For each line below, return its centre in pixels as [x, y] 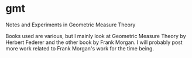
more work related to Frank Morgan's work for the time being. [80, 48]
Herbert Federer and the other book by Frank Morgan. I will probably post [94, 42]
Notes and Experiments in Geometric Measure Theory [71, 25]
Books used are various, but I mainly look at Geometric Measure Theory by [96, 36]
